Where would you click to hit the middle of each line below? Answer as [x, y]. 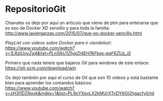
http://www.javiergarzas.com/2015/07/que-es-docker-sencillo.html [74, 33]
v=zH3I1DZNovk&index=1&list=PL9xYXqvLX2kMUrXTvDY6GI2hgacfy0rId [80, 93]
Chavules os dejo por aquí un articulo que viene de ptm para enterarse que [82, 23]
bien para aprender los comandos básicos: [49, 83]
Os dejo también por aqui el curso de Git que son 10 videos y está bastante [82, 77]
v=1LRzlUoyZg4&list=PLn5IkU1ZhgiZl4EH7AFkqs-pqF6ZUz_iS [68, 53]
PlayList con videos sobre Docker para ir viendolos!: [58, 42]
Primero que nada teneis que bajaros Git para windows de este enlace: [77, 63]
